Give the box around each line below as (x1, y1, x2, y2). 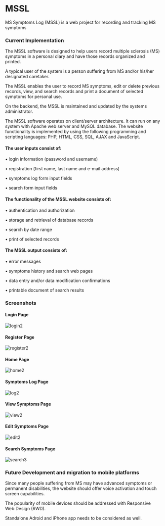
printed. (5, 59, 21, 65)
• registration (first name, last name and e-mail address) (5, 166, 120, 172)
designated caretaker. (5, 74, 50, 80)
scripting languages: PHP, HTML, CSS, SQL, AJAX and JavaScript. (5, 134, 140, 140)
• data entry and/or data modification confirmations (5, 278, 110, 284)
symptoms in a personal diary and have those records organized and (5, 53, 145, 59)
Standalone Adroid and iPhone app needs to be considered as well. (5, 515, 142, 521)
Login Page (5, 312, 29, 318)
